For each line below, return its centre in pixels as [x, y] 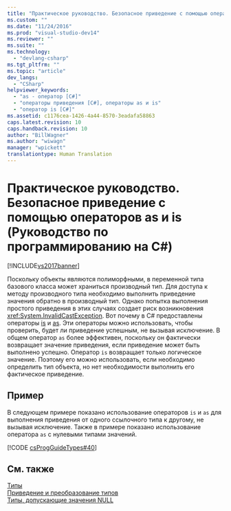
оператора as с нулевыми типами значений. [72, 434]
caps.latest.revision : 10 [44, 122]
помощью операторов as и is [95, 218]
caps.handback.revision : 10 [47, 129]
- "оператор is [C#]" [44, 109]
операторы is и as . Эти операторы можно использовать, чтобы [100, 323]
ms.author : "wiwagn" [37, 142]
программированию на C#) [90, 247]
